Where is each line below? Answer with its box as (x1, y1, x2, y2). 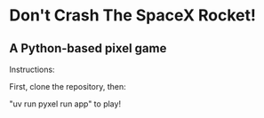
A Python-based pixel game (9, 41, 167, 56)
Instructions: (9, 64, 55, 75)
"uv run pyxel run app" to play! (9, 98, 122, 109)
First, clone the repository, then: (9, 82, 126, 91)
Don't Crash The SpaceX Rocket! (9, 5, 256, 26)
